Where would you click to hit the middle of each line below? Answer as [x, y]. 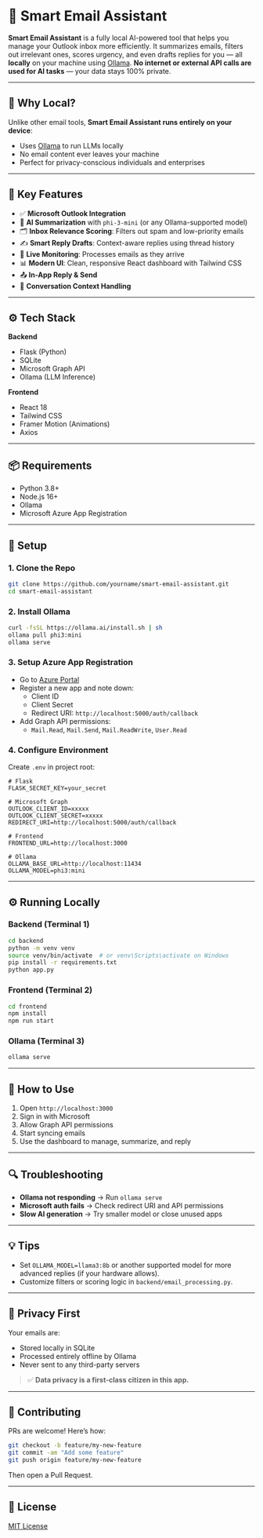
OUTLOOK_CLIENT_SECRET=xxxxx [56, 816]
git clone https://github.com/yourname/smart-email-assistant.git [119, 584]
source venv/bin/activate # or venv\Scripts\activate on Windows [119, 955]
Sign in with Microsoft [54, 1116]
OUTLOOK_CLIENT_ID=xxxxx [49, 809]
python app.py [31, 970]
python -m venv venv [42, 948]
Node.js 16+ [39, 497]
